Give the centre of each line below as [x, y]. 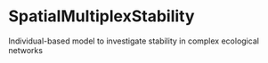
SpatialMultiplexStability [102, 16]
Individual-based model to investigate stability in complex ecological [134, 41]
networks [26, 50]
